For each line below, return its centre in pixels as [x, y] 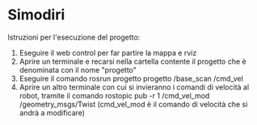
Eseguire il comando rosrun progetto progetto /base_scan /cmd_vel [131, 78]
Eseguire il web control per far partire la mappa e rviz [108, 52]
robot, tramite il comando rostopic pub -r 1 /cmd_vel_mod [114, 95]
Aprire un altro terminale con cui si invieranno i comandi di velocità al [134, 87]
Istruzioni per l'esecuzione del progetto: [74, 37]
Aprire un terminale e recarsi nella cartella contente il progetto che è [133, 61]
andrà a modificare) [52, 112]
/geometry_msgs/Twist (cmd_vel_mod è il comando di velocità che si [133, 104]
